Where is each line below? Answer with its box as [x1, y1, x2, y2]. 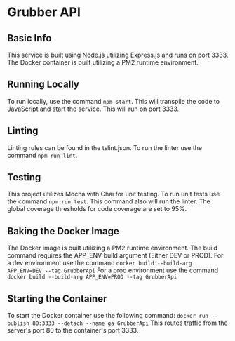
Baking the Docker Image [7, 225, 119, 237]
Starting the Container [7, 293, 107, 305]
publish [7, 320, 30, 327]
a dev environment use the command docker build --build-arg [7, 259, 192, 267]
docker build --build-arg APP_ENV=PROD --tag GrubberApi [7, 274, 177, 281]
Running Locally [7, 79, 79, 91]
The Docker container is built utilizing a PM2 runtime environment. [7, 58, 199, 67]
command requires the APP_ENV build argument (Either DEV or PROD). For [7, 251, 224, 260]
